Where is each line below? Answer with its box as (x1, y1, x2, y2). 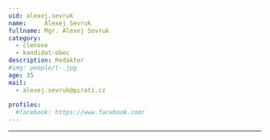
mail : (8, 78, 27, 86)
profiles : (8, 101, 42, 109)
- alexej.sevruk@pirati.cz (15, 86, 106, 94)
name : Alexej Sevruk (8, 19, 92, 27)
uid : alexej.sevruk (8, 11, 74, 20)
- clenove (15, 42, 48, 50)
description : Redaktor (8, 57, 84, 65)
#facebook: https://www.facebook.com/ (15, 109, 146, 117)
